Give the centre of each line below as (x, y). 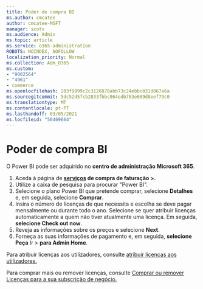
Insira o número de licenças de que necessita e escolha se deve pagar (103, 204)
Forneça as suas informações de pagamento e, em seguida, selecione (103, 236)
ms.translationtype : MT (36, 102)
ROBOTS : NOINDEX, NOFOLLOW (40, 52)
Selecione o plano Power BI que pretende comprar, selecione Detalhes (104, 191)
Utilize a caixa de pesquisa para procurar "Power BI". (81, 185)
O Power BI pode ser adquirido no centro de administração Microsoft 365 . (101, 166)
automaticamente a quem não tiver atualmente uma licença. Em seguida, (106, 217)
